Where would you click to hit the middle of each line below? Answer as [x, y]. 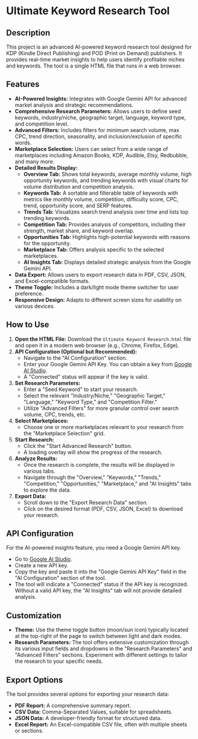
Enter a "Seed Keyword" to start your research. [81, 389]
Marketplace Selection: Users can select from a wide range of [91, 149]
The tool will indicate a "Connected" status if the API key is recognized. [101, 585]
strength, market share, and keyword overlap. [79, 230]
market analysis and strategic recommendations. [74, 105]
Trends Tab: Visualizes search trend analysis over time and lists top [106, 212]
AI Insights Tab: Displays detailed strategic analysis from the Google [107, 262]
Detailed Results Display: [46, 167]
